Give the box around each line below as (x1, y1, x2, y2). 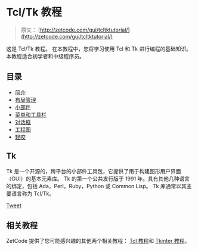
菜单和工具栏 (14, 111, 47, 118)
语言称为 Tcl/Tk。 (11, 190, 55, 197)
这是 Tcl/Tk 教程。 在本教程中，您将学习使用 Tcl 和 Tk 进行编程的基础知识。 (6, 45, 192, 52)
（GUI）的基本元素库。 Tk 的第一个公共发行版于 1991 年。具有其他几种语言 (6, 175, 190, 182)
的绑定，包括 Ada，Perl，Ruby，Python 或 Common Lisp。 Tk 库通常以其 (6, 182, 187, 189)
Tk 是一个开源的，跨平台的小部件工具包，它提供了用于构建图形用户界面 (6, 167, 181, 174)
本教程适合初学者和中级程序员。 (6, 52, 85, 60)
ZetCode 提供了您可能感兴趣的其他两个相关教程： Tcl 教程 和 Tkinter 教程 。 (6, 237, 190, 245)
